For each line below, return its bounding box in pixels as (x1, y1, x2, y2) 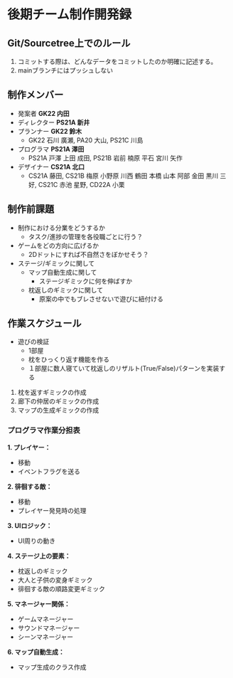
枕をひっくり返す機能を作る (28, 355, 110, 364)
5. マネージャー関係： (7, 599, 70, 608)
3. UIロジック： (7, 521, 53, 530)
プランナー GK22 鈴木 (17, 127, 82, 135)
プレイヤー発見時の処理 (17, 506, 87, 514)
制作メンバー (7, 89, 64, 101)
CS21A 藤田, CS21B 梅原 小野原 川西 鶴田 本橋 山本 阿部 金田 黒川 (28, 171, 219, 180)
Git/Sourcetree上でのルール (7, 37, 131, 49)
